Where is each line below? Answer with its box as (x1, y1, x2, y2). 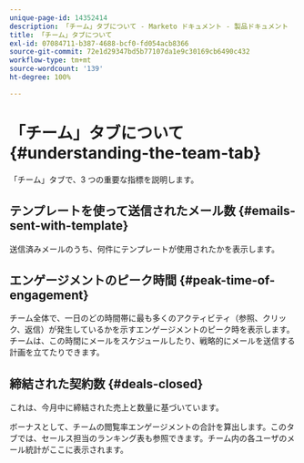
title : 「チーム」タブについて (9, 30, 113, 39)
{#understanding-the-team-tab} (9, 142, 261, 163)
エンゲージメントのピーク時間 (9, 273, 177, 288)
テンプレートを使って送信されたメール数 (9, 203, 237, 219)
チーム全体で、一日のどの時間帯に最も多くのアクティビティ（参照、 (9, 313, 263, 324)
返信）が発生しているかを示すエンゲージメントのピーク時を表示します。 (24, 324, 295, 335)
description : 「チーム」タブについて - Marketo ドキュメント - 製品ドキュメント (9, 22, 289, 31)
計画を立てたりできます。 (9, 347, 105, 358)
